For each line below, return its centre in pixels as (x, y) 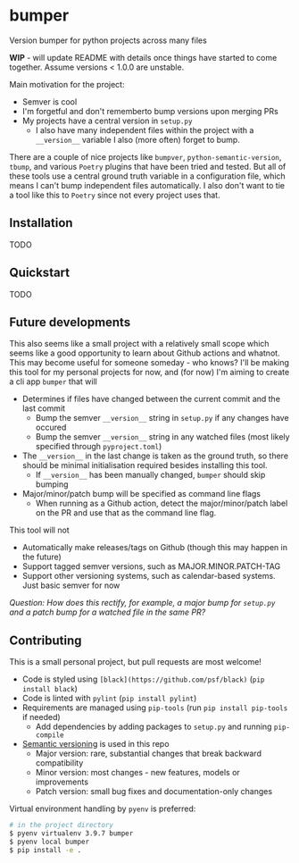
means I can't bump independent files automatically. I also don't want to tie (147, 185)
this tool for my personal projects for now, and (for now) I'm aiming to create (149, 373)
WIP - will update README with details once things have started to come (143, 57)
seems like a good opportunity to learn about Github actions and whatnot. (145, 353)
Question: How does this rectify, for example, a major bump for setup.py (142, 603)
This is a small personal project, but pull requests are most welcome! (135, 662)
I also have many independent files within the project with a (145, 130)
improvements (62, 782)
